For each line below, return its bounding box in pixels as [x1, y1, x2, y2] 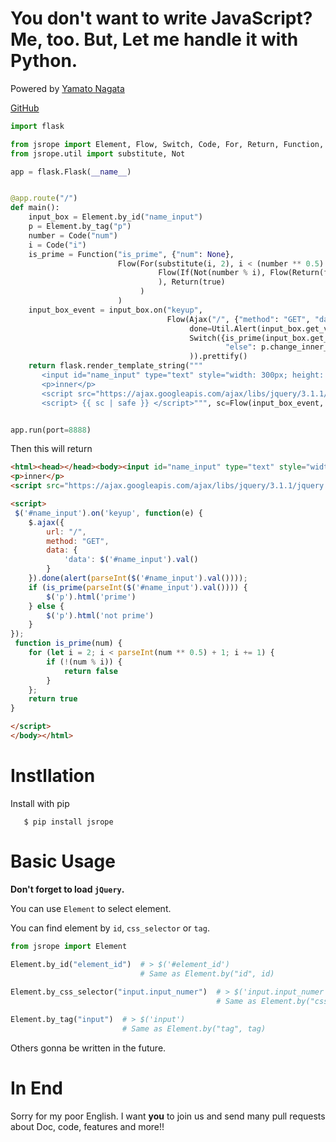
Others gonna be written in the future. [10, 1042, 167, 1054]
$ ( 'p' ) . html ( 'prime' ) [46, 592, 137, 602]
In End [10, 1077, 64, 1099]
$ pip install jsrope [23, 817, 114, 827]
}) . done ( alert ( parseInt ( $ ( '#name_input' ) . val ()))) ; [28, 573, 248, 584]
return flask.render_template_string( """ [28, 361, 203, 371]
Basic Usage [10, 850, 116, 873]
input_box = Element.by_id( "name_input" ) [28, 212, 203, 222]
